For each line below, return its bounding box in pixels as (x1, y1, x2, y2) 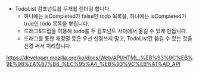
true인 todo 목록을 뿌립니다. (23, 20, 89, 27)
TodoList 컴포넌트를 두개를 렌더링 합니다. (14, 5, 111, 12)
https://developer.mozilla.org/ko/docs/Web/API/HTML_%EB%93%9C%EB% (6, 54, 193, 61)
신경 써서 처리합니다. (23, 42, 72, 49)
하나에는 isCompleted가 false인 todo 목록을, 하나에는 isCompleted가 (23, 12, 186, 20)
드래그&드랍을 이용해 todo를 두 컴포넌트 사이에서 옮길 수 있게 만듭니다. (23, 27, 188, 34)
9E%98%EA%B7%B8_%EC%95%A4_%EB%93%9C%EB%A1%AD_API (6, 61, 181, 67)
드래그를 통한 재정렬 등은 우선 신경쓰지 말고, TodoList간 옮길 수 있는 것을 (23, 35, 192, 42)
